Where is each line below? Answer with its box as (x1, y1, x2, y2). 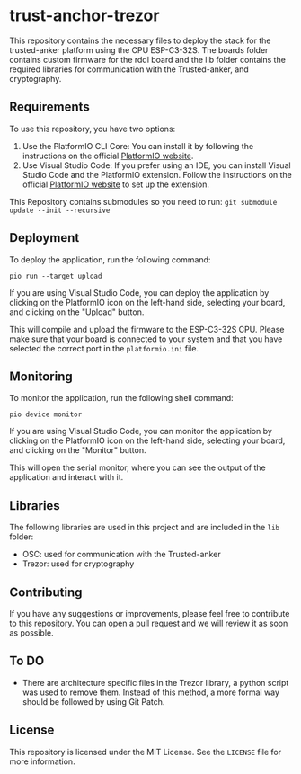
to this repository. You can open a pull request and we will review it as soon (9, 618, 288, 628)
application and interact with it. (9, 472, 124, 483)
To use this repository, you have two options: (9, 123, 176, 134)
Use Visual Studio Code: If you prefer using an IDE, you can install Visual (22, 159, 291, 171)
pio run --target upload (9, 271, 102, 280)
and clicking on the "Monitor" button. (9, 445, 146, 456)
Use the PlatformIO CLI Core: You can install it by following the (22, 140, 254, 151)
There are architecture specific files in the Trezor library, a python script (22, 677, 289, 688)
